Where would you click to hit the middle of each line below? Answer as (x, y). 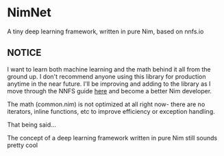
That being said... (32, 125)
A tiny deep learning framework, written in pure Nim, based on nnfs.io (105, 31)
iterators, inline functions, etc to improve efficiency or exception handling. (111, 111)
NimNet (29, 13)
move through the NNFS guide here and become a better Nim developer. (110, 91)
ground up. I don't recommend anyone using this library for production (107, 76)
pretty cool (23, 145)
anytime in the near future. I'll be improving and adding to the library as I (109, 84)
